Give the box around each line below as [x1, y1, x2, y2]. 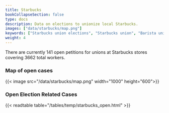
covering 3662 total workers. [5, 54, 65, 60]
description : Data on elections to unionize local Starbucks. [5, 21, 138, 27]
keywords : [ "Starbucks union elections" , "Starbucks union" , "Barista [5, 31, 156, 36]
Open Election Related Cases [5, 91, 77, 98]
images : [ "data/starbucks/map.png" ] [5, 26, 82, 31]
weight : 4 [5, 36, 26, 41]
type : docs [5, 17, 28, 22]
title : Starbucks [5, 7, 42, 13]
